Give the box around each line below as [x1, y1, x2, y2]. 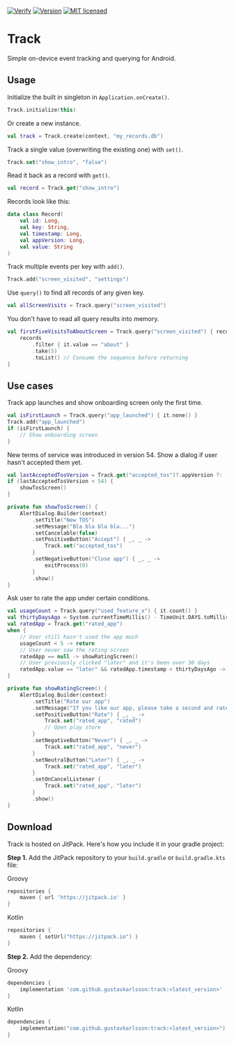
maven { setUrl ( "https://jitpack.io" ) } [19, 933, 139, 940]
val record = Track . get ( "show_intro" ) [7, 185, 120, 192]
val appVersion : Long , [19, 237, 86, 244]
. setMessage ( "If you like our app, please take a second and [32, 704, 214, 711]
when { [7, 627, 26, 635]
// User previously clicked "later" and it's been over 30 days [19, 660, 210, 667]
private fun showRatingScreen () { [7, 685, 108, 692]
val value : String [19, 243, 73, 251]
